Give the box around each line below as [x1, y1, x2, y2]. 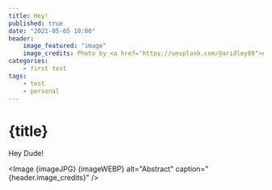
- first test [23, 65, 67, 73]
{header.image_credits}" [8, 173, 90, 183]
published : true [8, 19, 63, 27]
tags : [8, 72, 27, 80]
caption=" [175, 164, 209, 174]
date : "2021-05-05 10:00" [8, 27, 96, 35]
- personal [23, 87, 60, 95]
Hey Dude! [8, 149, 45, 158]
